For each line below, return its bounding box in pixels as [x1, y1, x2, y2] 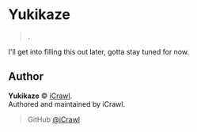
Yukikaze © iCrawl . [8, 91, 73, 100]
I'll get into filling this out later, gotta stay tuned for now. [8, 47, 190, 56]
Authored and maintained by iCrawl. [8, 99, 125, 108]
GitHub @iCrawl [27, 115, 81, 124]
